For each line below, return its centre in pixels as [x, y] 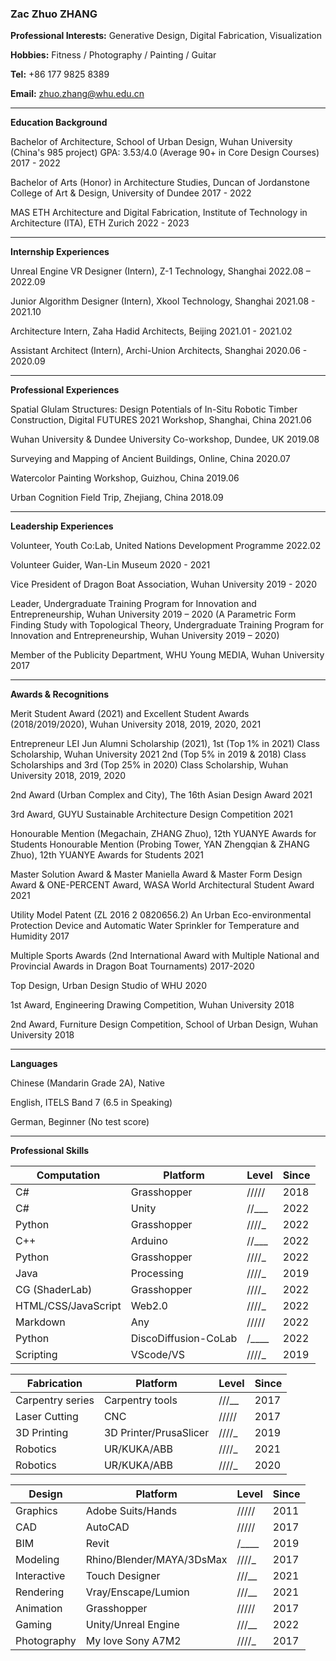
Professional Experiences [65, 390]
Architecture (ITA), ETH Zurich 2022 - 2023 [100, 223]
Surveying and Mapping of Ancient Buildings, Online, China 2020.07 [150, 459]
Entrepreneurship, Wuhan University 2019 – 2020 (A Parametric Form [153, 614]
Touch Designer [123, 1576]
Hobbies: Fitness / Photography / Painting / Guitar [113, 55]
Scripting [36, 1355]
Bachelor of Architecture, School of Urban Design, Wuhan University [151, 142]
